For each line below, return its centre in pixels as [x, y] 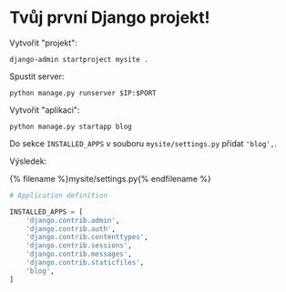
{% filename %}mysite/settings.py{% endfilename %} [110, 178]
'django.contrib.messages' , [79, 254]
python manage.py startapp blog [71, 126]
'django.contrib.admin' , [73, 220]
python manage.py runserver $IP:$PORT [83, 93]
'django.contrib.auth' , [71, 229]
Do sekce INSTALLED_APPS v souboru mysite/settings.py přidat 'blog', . [143, 143]
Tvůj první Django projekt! [110, 18]
